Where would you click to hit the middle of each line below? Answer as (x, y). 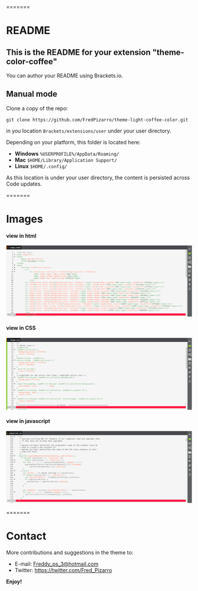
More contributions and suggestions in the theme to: (70, 552)
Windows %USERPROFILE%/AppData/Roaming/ (67, 153)
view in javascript (28, 421)
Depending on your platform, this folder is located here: (73, 142)
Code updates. (24, 184)
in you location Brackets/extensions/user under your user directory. (89, 131)
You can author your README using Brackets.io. (65, 75)
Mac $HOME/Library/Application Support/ (66, 160)
